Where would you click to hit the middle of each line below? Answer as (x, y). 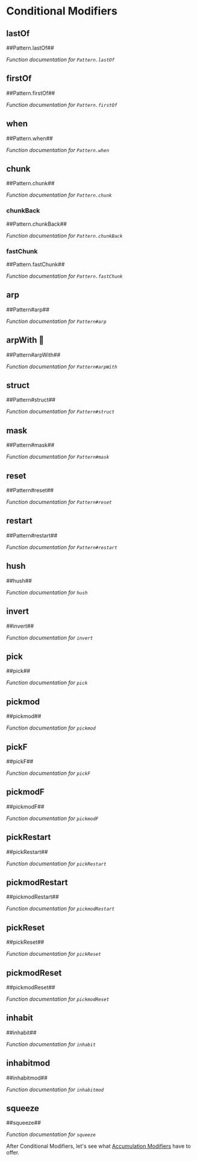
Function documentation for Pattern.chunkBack (64, 235)
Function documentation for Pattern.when (58, 150)
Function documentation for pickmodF (52, 818)
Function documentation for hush (47, 592)
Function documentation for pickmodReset (58, 999)
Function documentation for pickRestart (56, 864)
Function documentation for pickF (48, 773)
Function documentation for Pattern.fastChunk (64, 276)
